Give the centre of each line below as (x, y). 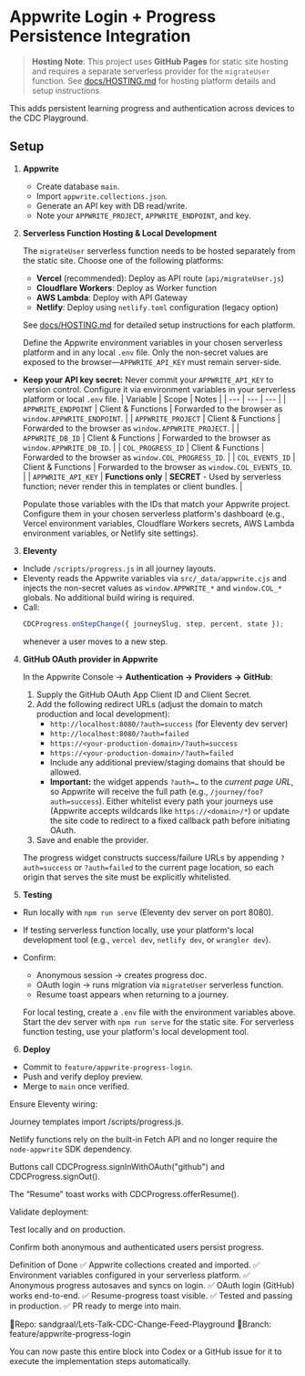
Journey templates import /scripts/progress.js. (97, 1121)
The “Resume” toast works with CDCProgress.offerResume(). (124, 1194)
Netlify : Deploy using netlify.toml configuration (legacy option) (158, 307)
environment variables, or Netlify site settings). (110, 533)
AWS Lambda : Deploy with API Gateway (112, 297)
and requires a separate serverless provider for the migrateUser (151, 71)
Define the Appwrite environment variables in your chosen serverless (152, 342)
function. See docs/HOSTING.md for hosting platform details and (153, 80)
